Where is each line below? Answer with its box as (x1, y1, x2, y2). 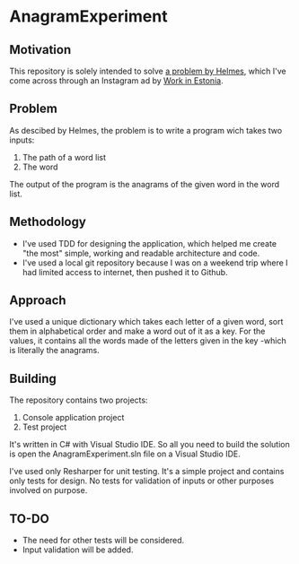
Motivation (9, 42, 72, 57)
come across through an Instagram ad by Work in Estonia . (9, 75, 224, 86)
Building (9, 370, 57, 386)
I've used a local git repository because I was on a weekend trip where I (22, 257, 289, 268)
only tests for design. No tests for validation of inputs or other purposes (9, 475, 275, 486)
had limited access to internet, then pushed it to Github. (22, 266, 228, 277)
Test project (22, 421, 67, 432)
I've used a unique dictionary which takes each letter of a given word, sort (9, 317, 284, 327)
